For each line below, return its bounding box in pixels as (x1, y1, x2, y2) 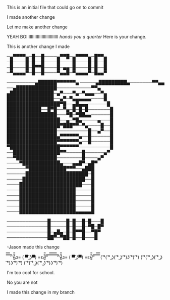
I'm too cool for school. (7, 270, 55, 275)
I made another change (7, 14, 55, 20)
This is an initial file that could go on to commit (7, 5, 104, 10)
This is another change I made (7, 44, 70, 50)
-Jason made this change (7, 244, 60, 250)
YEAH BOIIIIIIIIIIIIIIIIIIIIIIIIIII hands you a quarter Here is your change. (7, 34, 147, 39)
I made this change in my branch (7, 289, 75, 295)
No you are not (7, 279, 38, 285)
